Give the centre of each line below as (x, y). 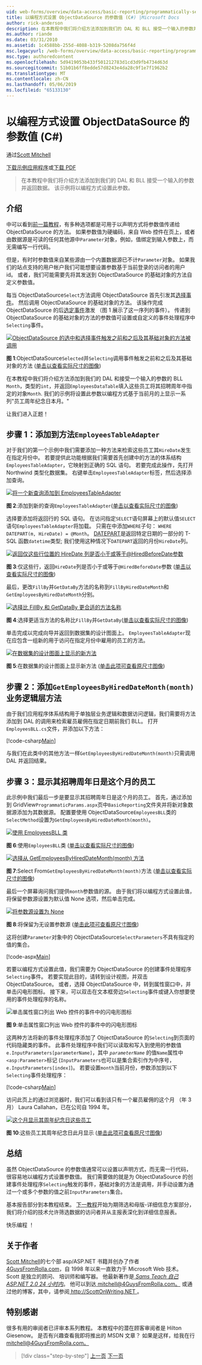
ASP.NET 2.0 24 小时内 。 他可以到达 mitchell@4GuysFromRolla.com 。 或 (97, 1284)
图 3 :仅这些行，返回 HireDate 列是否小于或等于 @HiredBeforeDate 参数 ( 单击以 (99, 567)
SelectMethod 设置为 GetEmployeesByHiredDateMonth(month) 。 (80, 820)
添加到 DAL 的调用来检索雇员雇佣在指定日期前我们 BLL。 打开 (82, 721)
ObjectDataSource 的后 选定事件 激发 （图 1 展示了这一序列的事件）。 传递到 (98, 310)
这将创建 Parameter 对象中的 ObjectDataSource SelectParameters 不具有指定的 (100, 937)
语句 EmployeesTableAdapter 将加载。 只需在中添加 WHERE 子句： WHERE (89, 526)
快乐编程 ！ (20, 1225)
